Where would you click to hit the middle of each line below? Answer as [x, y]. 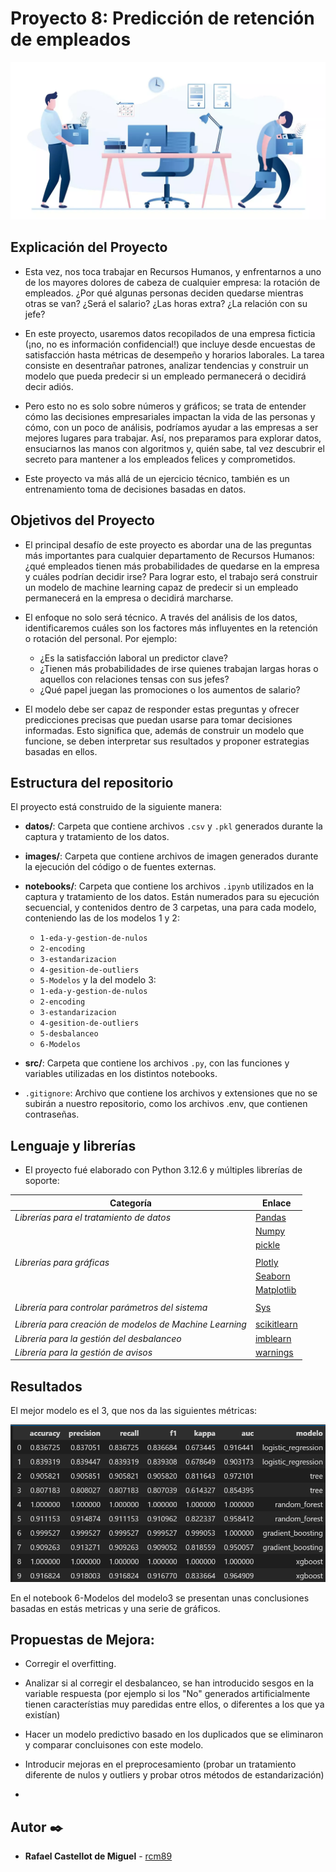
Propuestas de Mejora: [82, 1640]
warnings [274, 1352]
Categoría [130, 1203]
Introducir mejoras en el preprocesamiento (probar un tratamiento [160, 1764]
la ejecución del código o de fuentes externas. [120, 867]
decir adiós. [49, 386]
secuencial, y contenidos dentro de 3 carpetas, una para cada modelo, [170, 908]
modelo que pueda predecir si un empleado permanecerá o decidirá [165, 376]
